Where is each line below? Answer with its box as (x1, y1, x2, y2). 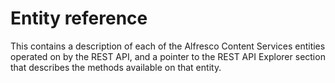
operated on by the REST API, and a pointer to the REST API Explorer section (10, 50, 326, 62)
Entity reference (10, 7, 148, 30)
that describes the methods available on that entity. (10, 61, 222, 73)
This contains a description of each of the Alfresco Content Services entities (10, 40, 326, 52)
